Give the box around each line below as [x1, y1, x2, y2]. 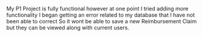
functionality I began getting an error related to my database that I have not [6, 11, 195, 18]
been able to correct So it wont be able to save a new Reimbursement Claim [6, 18, 197, 24]
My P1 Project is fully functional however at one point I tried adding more [6, 5, 189, 12]
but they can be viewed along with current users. [6, 24, 130, 31]
